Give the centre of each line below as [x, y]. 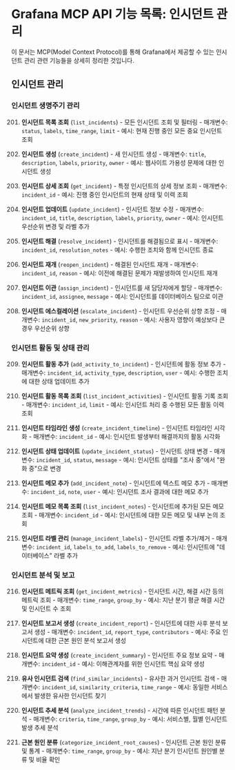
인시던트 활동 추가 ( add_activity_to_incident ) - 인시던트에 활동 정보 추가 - [123, 364]
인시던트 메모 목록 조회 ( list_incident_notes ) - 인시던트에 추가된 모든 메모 [123, 506]
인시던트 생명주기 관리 [45, 106]
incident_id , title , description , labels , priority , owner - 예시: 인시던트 [122, 217]
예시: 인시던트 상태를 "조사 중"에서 [169, 460]
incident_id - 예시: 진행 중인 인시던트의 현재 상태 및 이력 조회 [104, 195]
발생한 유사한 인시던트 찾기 [70, 696]
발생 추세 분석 [40, 728]
